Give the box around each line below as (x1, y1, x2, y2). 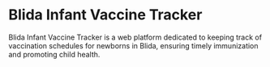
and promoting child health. (8, 49, 101, 59)
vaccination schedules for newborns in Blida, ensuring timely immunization (8, 40, 259, 50)
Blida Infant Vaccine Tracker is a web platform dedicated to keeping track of (8, 32, 262, 42)
